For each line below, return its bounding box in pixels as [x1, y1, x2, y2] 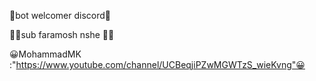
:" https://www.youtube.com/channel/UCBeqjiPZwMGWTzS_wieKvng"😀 [9, 59, 306, 70]
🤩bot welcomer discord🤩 [9, 10, 111, 21]
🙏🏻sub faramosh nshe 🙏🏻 [9, 29, 115, 40]
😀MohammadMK [9, 48, 82, 60]
